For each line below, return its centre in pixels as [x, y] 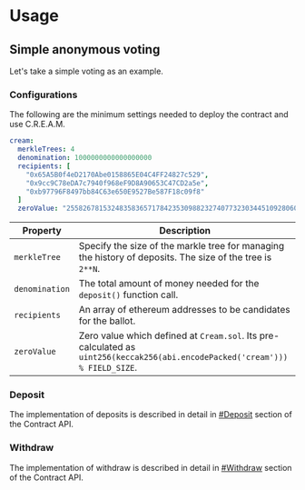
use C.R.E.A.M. [37, 125]
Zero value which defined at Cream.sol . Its [168, 335]
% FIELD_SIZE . [108, 367]
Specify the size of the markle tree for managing [182, 246]
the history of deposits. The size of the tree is [175, 257]
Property [42, 231]
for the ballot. [107, 321]
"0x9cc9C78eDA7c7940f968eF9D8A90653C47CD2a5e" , [117, 183]
